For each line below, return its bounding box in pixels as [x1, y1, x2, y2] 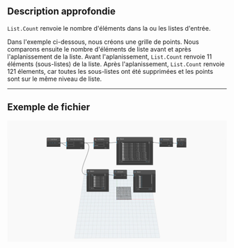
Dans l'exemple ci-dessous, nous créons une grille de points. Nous [7, 38, 200, 46]
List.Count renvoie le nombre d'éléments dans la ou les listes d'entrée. [7, 24, 211, 32]
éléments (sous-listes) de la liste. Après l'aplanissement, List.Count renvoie [7, 59, 225, 68]
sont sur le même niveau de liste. [7, 75, 102, 83]
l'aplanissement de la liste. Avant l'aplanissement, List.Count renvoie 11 [7, 52, 212, 61]
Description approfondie [7, 6, 116, 17]
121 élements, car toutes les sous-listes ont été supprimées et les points [7, 67, 214, 75]
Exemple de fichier [7, 101, 91, 114]
